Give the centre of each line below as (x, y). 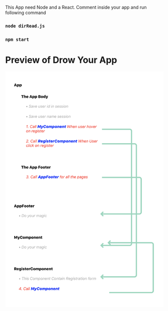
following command (26, 13)
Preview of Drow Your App (61, 60)
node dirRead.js (25, 26)
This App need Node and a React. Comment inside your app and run (76, 7)
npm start (17, 39)
